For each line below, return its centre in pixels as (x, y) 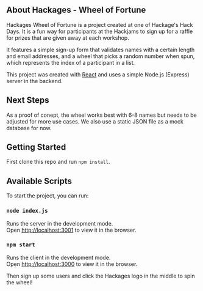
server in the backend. (34, 81)
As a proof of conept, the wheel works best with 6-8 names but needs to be (101, 115)
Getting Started (36, 147)
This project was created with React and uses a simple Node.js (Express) (98, 74)
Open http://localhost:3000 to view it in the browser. (72, 264)
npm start (21, 245)
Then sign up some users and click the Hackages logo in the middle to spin (101, 276)
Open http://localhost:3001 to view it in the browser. (71, 230)
